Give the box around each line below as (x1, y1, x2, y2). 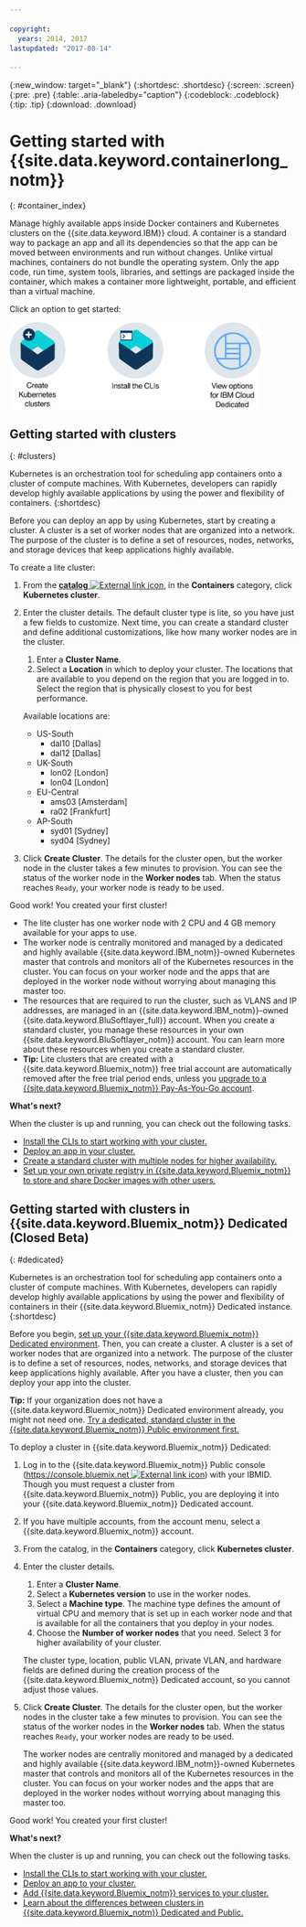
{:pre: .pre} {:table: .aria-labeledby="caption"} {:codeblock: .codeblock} (9, 90, 280, 101)
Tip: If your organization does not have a (9, 1395, 163, 1406)
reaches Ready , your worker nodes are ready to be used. (22, 1731, 235, 1742)
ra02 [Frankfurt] (49, 806, 111, 818)
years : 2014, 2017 (17, 34, 89, 43)
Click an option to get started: (9, 304, 121, 315)
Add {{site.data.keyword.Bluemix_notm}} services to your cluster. (22, 1888, 269, 1899)
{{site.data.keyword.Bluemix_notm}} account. (22, 1526, 195, 1536)
